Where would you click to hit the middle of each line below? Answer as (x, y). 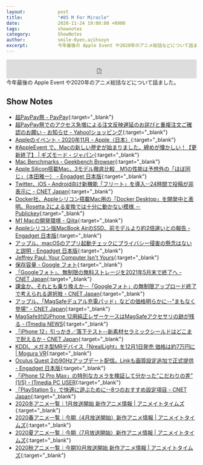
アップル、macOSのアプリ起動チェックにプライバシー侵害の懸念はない (103, 243)
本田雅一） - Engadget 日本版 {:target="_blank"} (87, 176)
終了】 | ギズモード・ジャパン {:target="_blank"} (80, 155)
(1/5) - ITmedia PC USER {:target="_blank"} (68, 382)
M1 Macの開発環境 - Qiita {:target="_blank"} (69, 220)
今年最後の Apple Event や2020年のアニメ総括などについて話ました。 (93, 82)
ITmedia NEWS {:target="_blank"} (67, 324)
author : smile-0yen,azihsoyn (58, 40)
